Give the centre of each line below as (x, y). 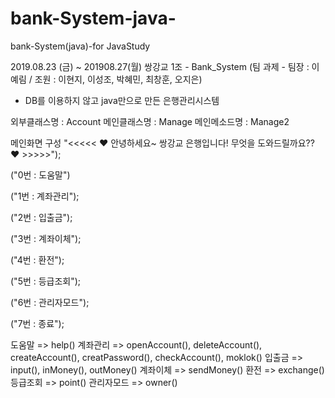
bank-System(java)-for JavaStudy (80, 46)
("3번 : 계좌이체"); (46, 238)
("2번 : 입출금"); (41, 217)
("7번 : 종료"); (37, 323)
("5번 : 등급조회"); (46, 281)
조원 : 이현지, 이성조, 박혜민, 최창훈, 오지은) (118, 79)
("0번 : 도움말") (40, 174)
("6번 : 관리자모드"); (50, 302)
